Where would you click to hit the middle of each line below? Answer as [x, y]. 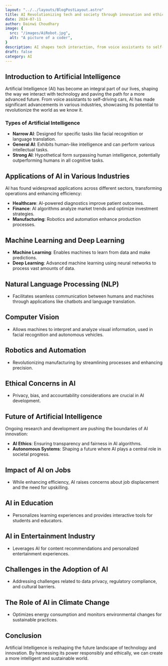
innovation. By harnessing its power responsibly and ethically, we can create [84, 653]
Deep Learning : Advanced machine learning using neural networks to [84, 263]
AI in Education [29, 503]
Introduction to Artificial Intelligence [63, 76]
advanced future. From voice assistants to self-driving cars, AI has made [80, 99]
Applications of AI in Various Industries [67, 176]
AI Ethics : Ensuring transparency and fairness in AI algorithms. [77, 444]
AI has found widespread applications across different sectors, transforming [84, 188]
